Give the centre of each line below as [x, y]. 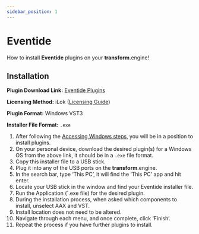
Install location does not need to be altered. [68, 212]
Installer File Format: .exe [39, 125]
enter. [23, 181]
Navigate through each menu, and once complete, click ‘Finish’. [93, 219]
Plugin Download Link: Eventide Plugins [56, 90]
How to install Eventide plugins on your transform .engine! [78, 58]
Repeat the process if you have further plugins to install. [84, 225]
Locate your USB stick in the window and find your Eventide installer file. [104, 187]
